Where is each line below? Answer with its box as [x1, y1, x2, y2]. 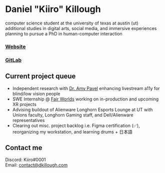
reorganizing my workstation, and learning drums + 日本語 [12, 128, 132, 134]
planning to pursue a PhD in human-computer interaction [5, 30, 122, 36]
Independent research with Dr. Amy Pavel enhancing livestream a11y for [12, 85, 160, 91]
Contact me [5, 143, 42, 152]
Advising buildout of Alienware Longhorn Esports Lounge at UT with [12, 106, 153, 112]
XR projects [12, 101, 36, 107]
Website [5, 43, 26, 50]
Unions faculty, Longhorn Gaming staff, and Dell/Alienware [12, 111, 133, 118]
